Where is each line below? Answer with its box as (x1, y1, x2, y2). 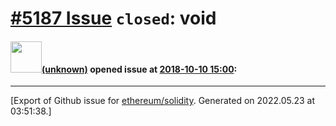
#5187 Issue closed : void (10, 7, 217, 30)
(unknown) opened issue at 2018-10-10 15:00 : (41, 63, 238, 75)
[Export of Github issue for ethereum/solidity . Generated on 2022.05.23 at (10, 95, 316, 107)
